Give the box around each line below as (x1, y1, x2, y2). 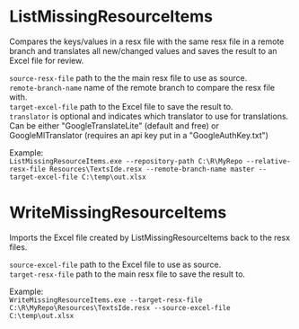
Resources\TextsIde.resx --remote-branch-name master (48, 164, 255, 173)
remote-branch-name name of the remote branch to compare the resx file (9, 82, 276, 93)
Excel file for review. (9, 55, 84, 66)
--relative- (246, 156, 292, 165)
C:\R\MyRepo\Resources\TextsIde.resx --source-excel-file (9, 303, 231, 312)
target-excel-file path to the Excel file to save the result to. (9, 101, 233, 111)
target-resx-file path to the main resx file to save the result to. (9, 268, 245, 280)
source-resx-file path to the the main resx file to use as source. (9, 72, 248, 83)
